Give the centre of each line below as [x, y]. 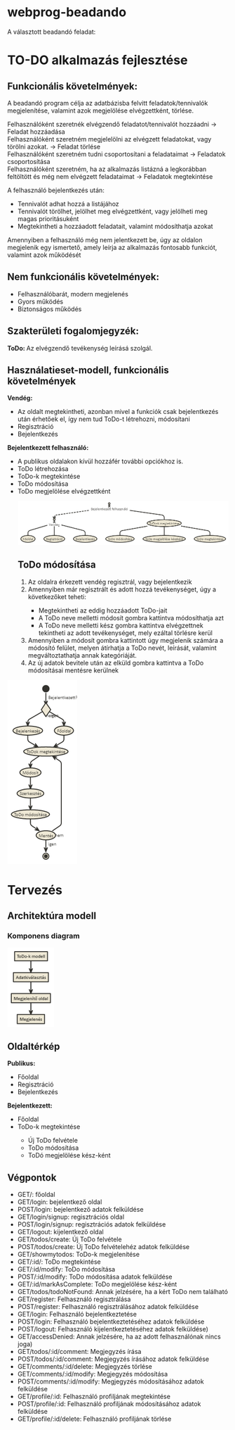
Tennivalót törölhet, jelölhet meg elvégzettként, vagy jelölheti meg [113, 211]
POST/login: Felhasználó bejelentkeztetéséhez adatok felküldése [111, 1322]
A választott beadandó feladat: [52, 32]
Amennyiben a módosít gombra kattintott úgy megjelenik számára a [126, 640]
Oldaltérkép [34, 1046]
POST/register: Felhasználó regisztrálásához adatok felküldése [108, 1307]
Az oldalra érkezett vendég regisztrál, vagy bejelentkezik [110, 582]
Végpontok [32, 1178]
